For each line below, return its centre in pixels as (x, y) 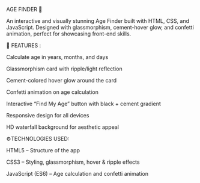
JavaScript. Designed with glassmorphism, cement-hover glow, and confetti (100, 27)
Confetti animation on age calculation (53, 92)
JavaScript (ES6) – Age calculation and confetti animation (77, 174)
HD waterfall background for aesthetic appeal (62, 127)
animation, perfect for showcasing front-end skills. (69, 34)
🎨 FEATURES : (24, 45)
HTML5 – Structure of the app (43, 150)
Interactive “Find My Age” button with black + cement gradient (83, 104)
